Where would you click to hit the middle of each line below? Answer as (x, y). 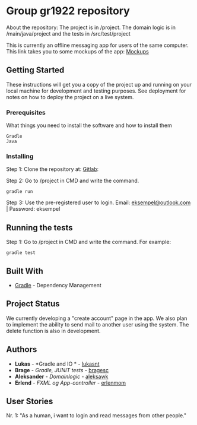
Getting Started (35, 70)
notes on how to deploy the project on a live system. (70, 97)
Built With (25, 271)
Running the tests (39, 228)
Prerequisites (26, 112)
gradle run (20, 192)
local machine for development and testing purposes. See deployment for (96, 91)
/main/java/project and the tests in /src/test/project (68, 33)
